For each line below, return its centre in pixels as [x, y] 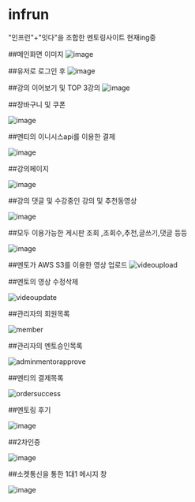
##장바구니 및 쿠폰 [37, 104]
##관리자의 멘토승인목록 [45, 346]
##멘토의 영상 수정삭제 [43, 281]
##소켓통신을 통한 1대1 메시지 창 [58, 474]
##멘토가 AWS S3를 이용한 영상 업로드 [68, 264]
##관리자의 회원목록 [39, 313]
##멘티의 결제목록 [36, 377]
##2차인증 [24, 442]
